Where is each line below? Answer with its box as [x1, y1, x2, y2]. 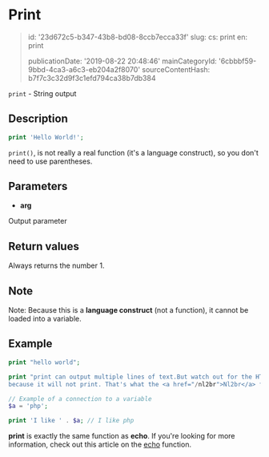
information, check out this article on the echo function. [8, 439, 192, 450]
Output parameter [8, 216, 67, 226]
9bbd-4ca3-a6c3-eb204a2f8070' [27, 64, 141, 74]
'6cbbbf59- [219, 56, 257, 66]
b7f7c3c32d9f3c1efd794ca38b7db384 [27, 73, 156, 83]
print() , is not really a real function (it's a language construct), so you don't [8, 148, 259, 157]
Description [8, 112, 68, 126]
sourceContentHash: [142, 64, 211, 74]
